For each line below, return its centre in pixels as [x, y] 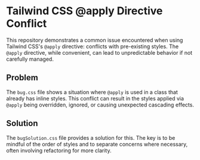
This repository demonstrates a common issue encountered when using [95, 40]
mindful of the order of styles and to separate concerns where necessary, [97, 144]
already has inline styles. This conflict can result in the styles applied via [95, 98]
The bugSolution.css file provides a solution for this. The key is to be [91, 137]
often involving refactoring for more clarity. [59, 150]
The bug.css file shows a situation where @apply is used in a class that [92, 92]
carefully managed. [30, 59]
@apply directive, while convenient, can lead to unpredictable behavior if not [99, 52]
